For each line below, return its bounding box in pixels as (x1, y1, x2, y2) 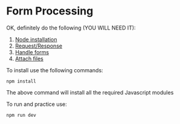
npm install (6, 78, 36, 84)
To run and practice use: (6, 101, 68, 108)
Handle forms (14, 48, 50, 55)
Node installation (14, 36, 57, 43)
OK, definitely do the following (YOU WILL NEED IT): (6, 24, 136, 31)
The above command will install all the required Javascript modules (6, 88, 174, 96)
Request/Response (14, 42, 62, 49)
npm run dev (6, 112, 36, 118)
